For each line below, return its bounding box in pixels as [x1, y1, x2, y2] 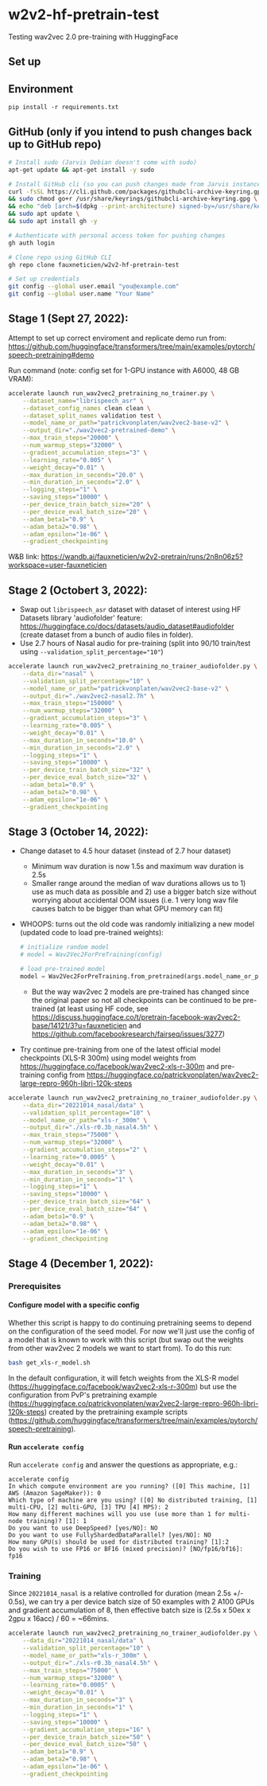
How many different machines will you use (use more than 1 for [8, 1510, 226, 1518]
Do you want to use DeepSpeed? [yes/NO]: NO [8, 1524, 158, 1532]
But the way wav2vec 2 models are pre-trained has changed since [31, 986, 250, 997]
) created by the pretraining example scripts [44, 1407, 188, 1416]
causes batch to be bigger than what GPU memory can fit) [31, 904, 223, 914]
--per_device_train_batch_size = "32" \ [22, 766, 151, 774]
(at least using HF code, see [56, 1004, 149, 1013]
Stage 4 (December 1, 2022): [8, 1256, 153, 1270]
